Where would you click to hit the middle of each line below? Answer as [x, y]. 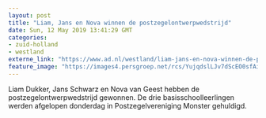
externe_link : [32, 60]
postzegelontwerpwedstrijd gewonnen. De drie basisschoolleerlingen [122, 97]
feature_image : [33, 67]
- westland [26, 52]
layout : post [30, 15]
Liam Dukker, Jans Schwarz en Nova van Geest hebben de [104, 89]
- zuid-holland [33, 45]
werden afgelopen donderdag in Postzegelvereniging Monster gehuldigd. [127, 105]
